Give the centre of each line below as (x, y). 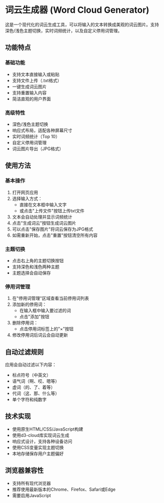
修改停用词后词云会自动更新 (40, 335)
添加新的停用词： (29, 304)
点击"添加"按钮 (34, 317)
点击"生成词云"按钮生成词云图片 (44, 223)
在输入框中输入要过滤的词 (45, 311)
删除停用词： (25, 323)
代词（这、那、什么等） (36, 393)
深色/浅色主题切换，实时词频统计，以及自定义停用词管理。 (64, 30)
